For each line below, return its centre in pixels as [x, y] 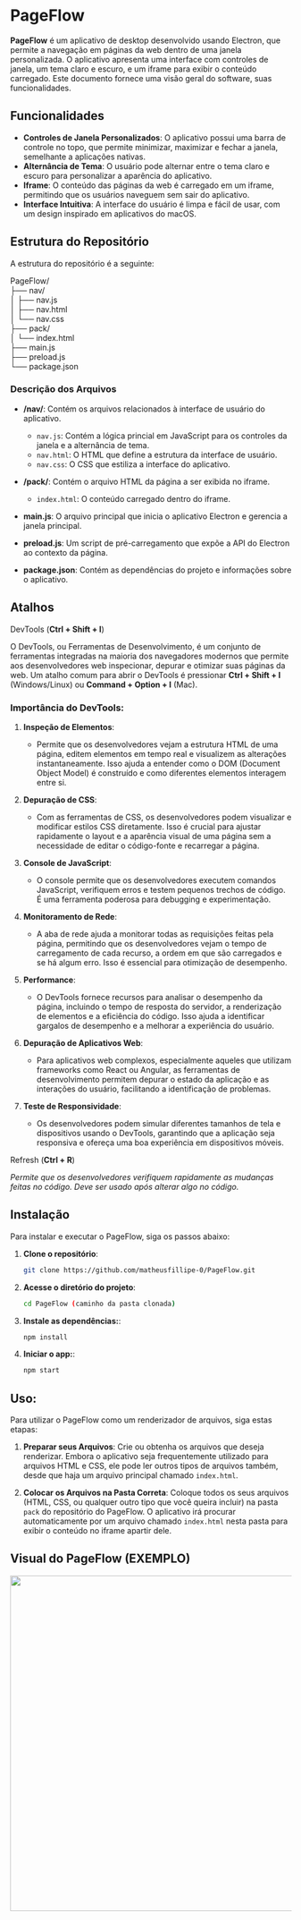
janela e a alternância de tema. [93, 445]
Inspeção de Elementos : [69, 726]
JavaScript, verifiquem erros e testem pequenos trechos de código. [161, 889]
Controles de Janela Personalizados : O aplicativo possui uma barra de [155, 137]
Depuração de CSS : [60, 799]
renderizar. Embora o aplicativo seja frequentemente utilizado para [146, 1457]
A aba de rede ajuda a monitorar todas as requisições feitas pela [155, 934]
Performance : [49, 980]
